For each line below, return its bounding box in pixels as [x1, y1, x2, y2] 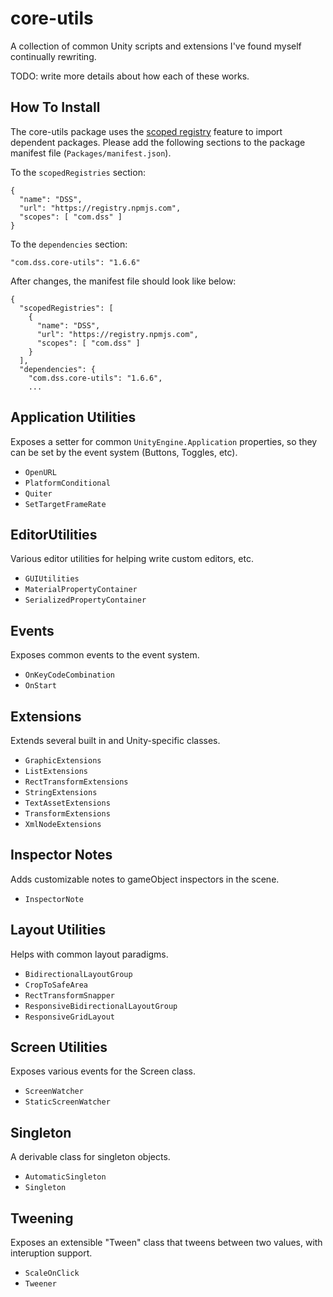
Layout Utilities [10, 922, 107, 939]
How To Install [10, 99, 101, 116]
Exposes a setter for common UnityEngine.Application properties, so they [10, 435, 318, 447]
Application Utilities [10, 409, 137, 426]
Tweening [10, 1210, 74, 1227]
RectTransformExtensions [24, 777, 129, 787]
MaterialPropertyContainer [24, 585, 138, 595]
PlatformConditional [24, 478, 111, 488]
